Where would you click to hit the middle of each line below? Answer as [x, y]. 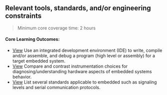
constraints [23, 16]
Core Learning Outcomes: [32, 39]
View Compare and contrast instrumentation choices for [70, 66]
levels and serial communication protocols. [56, 88]
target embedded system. [39, 61]
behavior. [22, 77]
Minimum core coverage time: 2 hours [56, 28]
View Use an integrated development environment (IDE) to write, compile [87, 50]
